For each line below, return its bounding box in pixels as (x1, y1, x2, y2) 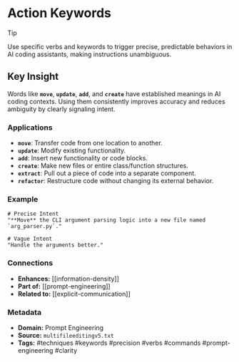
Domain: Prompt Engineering (17, 323, 104, 332)
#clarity (54, 346, 78, 354)
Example (7, 194, 39, 204)
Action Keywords (7, 5, 112, 21)
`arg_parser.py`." (7, 223, 62, 230)
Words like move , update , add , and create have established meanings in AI (7, 89, 221, 98)
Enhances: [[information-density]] (17, 274, 120, 283)
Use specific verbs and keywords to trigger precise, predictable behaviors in (7, 42, 233, 51)
